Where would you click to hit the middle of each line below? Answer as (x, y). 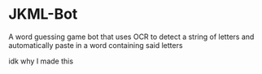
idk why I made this (41, 61)
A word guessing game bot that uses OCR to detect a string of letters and (131, 37)
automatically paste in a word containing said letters (96, 45)
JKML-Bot (43, 14)
